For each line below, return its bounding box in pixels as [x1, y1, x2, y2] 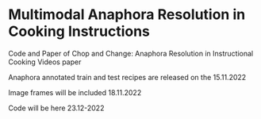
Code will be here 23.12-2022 [8, 103, 105, 113]
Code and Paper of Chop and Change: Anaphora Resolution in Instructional [8, 48, 254, 58]
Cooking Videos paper [8, 57, 82, 67]
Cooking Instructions [8, 22, 151, 40]
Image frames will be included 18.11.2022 [8, 87, 142, 97]
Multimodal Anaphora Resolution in [8, 6, 246, 24]
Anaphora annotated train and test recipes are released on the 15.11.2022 [8, 72, 247, 82]
